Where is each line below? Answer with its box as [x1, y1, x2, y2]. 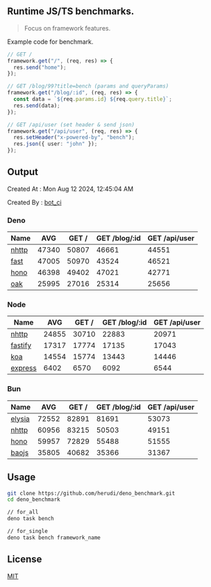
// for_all [7, 509, 39, 516]
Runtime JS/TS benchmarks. [7, 6, 135, 17]
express [10, 363, 37, 373]
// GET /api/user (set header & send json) [7, 121, 135, 128]
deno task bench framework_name [7, 534, 101, 541]
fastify [10, 340, 32, 350]
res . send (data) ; [13, 102, 60, 109]
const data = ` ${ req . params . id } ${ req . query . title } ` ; [13, 96, 172, 103]
